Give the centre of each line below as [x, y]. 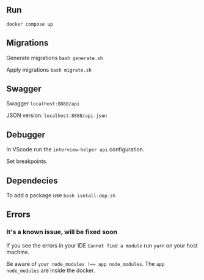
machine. [18, 252]
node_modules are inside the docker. [51, 270]
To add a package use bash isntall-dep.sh [61, 195]
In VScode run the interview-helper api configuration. [75, 149]
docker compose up [30, 24]
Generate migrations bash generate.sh [55, 58]
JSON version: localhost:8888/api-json [57, 115]
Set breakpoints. [27, 161]
